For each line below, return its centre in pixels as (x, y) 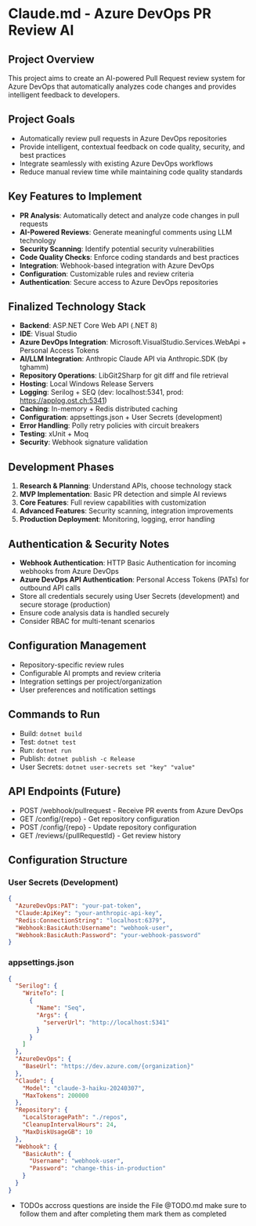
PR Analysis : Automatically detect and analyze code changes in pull (130, 215)
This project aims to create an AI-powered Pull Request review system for (127, 78)
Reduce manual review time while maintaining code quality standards (131, 171)
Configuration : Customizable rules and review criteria (106, 274)
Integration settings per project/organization (90, 681)
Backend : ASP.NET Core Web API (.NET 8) (88, 326)
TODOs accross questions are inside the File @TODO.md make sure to (133, 1205)
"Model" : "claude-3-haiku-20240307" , (84, 1088)
